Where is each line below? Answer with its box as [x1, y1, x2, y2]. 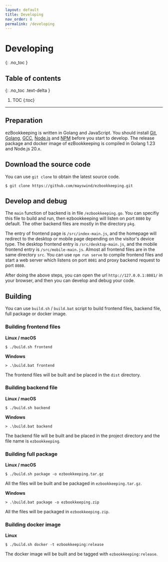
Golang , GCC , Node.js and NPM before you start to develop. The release [5, 135, 155, 141]
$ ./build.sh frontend [5, 344, 52, 349]
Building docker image [5, 521, 61, 528]
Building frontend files [5, 323, 61, 330]
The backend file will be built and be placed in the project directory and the [5, 433, 160, 439]
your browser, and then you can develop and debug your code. [5, 277, 135, 284]
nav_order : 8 [5, 17, 32, 22]
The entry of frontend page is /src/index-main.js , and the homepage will [5, 230, 156, 236]
